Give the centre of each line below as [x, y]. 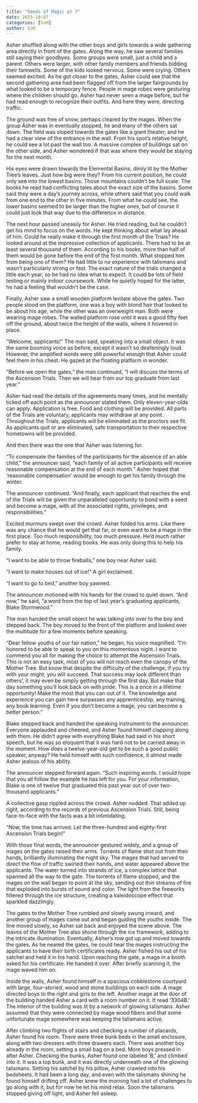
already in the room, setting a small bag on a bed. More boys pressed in [94, 1050]
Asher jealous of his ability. [39, 761]
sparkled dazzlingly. [30, 902]
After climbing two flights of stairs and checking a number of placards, [92, 1031]
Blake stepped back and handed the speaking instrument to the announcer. [98, 724]
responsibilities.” [26, 512]
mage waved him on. [32, 970]
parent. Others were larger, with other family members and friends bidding [97, 64]
